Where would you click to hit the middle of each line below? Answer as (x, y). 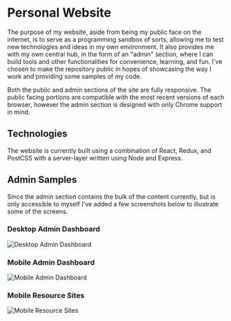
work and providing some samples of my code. (74, 76)
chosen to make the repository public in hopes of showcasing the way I (110, 69)
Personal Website (59, 13)
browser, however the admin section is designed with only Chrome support (115, 104)
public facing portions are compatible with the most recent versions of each (116, 97)
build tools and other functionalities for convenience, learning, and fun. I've (115, 61)
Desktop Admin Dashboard (54, 229)
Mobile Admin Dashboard (51, 262)
